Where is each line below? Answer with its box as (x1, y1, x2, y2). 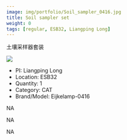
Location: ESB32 (15, 74, 57, 81)
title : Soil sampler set (6, 15, 70, 21)
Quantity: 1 (15, 80, 43, 87)
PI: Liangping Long (15, 67, 63, 74)
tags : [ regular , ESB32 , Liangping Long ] (6, 26, 111, 32)
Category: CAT (15, 86, 53, 94)
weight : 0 (6, 20, 32, 26)
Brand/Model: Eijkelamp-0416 (15, 93, 90, 100)
